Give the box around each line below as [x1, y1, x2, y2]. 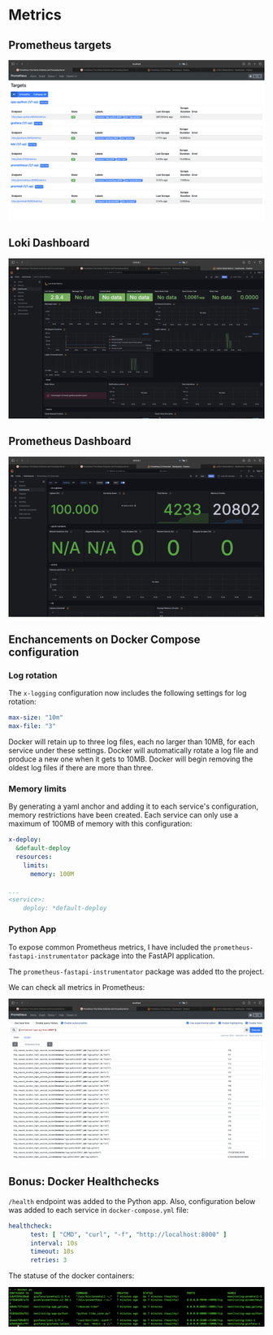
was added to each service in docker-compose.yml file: [8, 1205, 189, 1215]
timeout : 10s [29, 1247, 75, 1256]
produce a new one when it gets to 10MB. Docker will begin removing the [8, 754, 253, 764]
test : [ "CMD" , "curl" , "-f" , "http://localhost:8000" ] [29, 1230, 227, 1238]
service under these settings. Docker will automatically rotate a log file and [8, 746, 258, 756]
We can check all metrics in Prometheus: [8, 982, 145, 992]
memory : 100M [29, 870, 75, 878]
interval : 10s [29, 1239, 79, 1247]
